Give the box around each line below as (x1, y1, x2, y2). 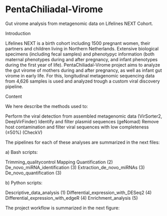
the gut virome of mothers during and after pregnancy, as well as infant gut (5, 67, 162, 73)
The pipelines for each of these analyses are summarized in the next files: (5, 139, 160, 145)
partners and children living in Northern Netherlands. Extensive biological (5, 45, 159, 51)
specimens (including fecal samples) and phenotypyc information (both (5, 51, 155, 57)
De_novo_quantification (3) (5, 170, 62, 176)
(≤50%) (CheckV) (5, 129, 43, 136)
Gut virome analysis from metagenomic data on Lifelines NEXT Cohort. (5, 20, 153, 26)
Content (5, 93, 22, 99)
